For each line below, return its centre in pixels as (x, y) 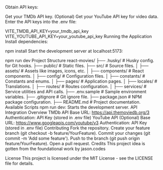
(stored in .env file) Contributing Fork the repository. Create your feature (78, 128)
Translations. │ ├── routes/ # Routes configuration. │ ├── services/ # (76, 86)
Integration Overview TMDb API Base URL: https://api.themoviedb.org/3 (77, 112)
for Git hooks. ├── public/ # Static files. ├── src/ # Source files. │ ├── (77, 66)
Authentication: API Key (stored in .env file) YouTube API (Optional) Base (78, 117)
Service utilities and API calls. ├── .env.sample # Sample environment (76, 92)
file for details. (20, 163)
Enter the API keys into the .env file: (41, 22)
